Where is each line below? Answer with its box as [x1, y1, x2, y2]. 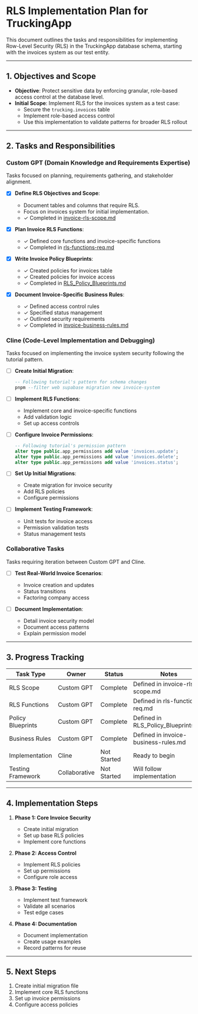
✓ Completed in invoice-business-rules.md [23, 321, 128, 329]
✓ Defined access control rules [23, 303, 100, 310]
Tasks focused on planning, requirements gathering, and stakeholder [6, 172, 174, 179]
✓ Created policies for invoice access [23, 273, 115, 280]
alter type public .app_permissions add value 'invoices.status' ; [14, 459, 179, 465]
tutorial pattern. [6, 356, 44, 363]
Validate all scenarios [23, 903, 75, 910]
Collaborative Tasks [6, 544, 65, 553]
